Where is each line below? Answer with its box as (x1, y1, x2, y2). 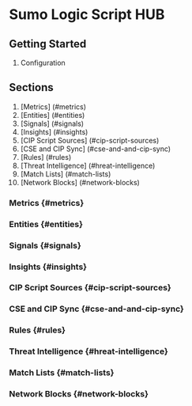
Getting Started (9, 37, 87, 51)
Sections (9, 81, 54, 94)
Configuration (20, 58, 66, 67)
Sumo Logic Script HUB (9, 6, 165, 24)
